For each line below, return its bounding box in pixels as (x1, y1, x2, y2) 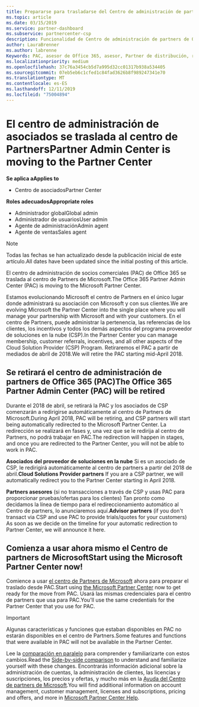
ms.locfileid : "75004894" (6, 92, 70, 98)
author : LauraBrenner (6, 42, 60, 48)
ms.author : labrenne (6, 48, 57, 54)
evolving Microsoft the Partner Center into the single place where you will (6, 306, 185, 313)
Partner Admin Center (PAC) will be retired (6, 386, 165, 396)
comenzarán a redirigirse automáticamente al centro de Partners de (6, 408, 172, 415)
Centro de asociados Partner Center (14, 186, 102, 193)
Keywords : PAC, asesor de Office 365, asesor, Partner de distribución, (6, 53, 190, 59)
